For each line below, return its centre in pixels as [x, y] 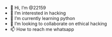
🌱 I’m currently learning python [43, 18]
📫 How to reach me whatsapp [42, 29]
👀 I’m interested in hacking [38, 13]
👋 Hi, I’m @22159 [28, 8]
